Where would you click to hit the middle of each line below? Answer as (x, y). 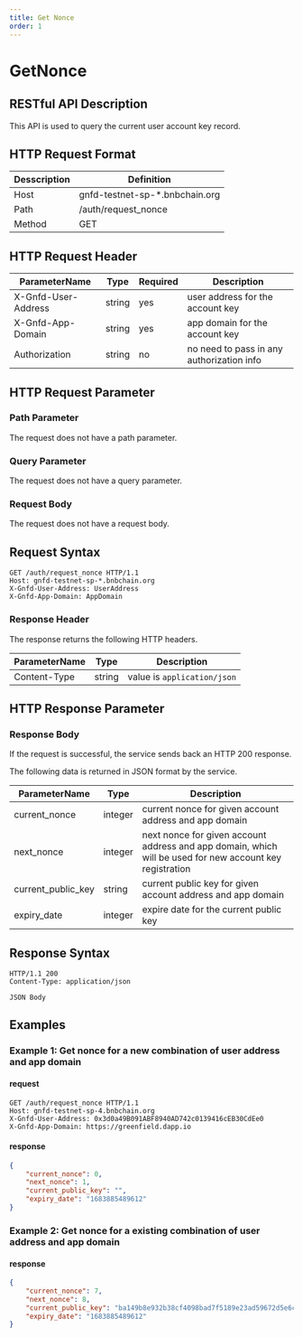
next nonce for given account (204, 835)
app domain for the (227, 323)
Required (158, 282)
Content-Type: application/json (70, 982)
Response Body (44, 734)
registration (166, 869)
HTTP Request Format (73, 154)
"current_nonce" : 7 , (64, 1291)
